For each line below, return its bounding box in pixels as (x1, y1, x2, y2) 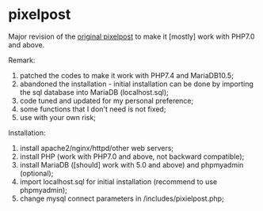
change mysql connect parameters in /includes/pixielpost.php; (19, 194, 224, 203)
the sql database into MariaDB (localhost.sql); (19, 87, 169, 96)
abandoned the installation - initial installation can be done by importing (19, 79, 253, 89)
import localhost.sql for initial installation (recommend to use (19, 176, 218, 187)
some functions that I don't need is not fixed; (19, 104, 166, 114)
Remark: (8, 55, 36, 65)
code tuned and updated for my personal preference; (19, 96, 194, 105)
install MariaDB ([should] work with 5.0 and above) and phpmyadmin (19, 160, 244, 169)
